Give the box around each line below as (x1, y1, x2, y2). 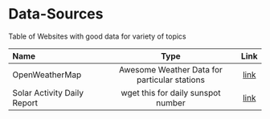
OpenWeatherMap (12, 69, 82, 80)
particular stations (136, 74, 205, 85)
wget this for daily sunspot (120, 87, 221, 98)
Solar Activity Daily (12, 87, 84, 98)
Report (12, 97, 39, 109)
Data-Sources (8, 5, 104, 23)
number (156, 97, 186, 109)
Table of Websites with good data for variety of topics (8, 31, 186, 41)
